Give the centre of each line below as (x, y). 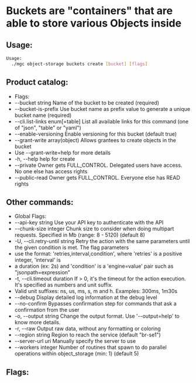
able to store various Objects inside (94, 23)
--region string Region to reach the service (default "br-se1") (87, 335)
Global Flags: (30, 216)
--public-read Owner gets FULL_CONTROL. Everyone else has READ (97, 177)
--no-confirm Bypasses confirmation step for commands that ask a (95, 304)
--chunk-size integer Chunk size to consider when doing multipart (94, 229)
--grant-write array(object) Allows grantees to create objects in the (95, 140)
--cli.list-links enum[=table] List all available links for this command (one (102, 121)
